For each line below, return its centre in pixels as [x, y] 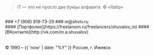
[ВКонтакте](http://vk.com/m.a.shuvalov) [47, 32]
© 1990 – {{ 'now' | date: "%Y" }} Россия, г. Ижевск [58, 47]
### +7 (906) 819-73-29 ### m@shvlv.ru [47, 22]
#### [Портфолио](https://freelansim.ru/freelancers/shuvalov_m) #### [77, 27]
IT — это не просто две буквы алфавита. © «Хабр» [70, 7]
